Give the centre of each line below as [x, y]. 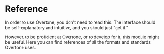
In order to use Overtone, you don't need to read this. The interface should [80, 22]
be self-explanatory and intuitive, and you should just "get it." [67, 27]
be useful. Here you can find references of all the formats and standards [78, 42]
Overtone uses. [21, 47]
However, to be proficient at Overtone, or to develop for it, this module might [82, 37]
